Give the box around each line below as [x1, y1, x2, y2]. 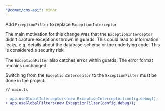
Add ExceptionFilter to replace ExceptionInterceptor [5, 21, 117, 27]
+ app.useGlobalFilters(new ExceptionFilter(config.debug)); [5, 101, 136, 106]
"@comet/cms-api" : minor [5, 7, 57, 13]
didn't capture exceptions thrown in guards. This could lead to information [5, 36, 159, 42]
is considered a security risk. [5, 47, 65, 53]
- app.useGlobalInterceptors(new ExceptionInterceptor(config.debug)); [5, 96, 158, 101]
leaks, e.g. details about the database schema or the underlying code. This [5, 41, 160, 48]
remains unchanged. [5, 62, 48, 68]
